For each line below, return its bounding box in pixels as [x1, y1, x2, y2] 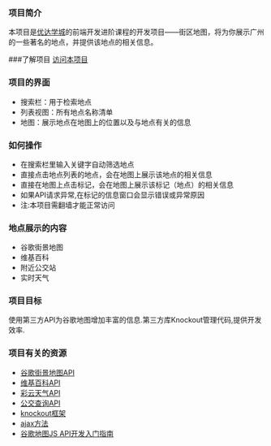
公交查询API [19, 398, 61, 408]
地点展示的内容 [8, 222, 67, 233]
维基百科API [19, 378, 61, 388]
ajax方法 [19, 418, 49, 428]
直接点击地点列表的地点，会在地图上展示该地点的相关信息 [19, 169, 213, 180]
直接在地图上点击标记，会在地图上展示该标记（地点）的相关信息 [19, 180, 234, 189]
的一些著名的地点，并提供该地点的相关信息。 [8, 37, 158, 47]
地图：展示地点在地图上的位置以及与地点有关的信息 [19, 117, 191, 127]
